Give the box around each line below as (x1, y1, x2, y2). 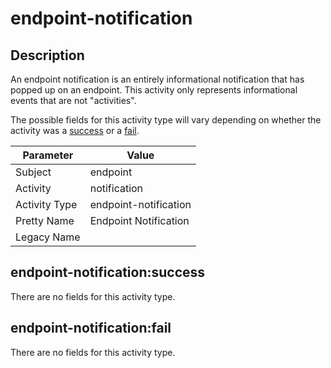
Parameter (22, 148, 74, 162)
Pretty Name (15, 214, 75, 227)
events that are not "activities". (10, 95, 137, 106)
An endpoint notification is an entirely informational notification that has (10, 73, 305, 85)
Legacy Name (15, 230, 81, 244)
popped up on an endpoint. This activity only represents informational (10, 84, 298, 96)
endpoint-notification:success (10, 264, 206, 281)
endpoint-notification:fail (10, 320, 172, 337)
